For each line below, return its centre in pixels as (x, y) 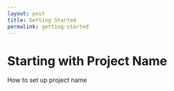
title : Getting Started (42, 20)
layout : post (26, 14)
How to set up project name (47, 80)
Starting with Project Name (87, 61)
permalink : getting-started (48, 26)
